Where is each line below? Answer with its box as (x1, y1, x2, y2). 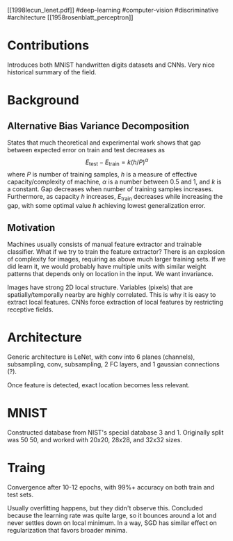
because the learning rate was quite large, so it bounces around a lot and (7, 511, 217, 519)
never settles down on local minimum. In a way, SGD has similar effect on (7, 518, 217, 527)
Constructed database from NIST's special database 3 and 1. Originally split (7, 428, 224, 437)
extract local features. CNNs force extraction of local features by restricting (7, 298, 224, 306)
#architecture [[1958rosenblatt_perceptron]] (7, 13, 134, 22)
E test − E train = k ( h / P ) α (85, 156, 149, 168)
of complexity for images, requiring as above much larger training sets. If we (7, 255, 226, 263)
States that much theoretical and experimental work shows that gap (7, 138, 202, 147)
